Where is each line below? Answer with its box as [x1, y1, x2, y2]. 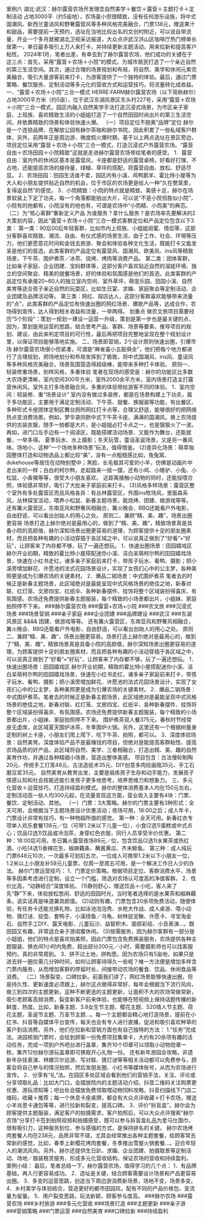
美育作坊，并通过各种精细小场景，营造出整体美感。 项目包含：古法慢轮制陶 [6, 754, 193, 761]
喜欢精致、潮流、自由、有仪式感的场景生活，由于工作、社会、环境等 [22, 232, 192, 239]
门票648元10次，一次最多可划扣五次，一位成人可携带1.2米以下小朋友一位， [6, 852, 193, 859]
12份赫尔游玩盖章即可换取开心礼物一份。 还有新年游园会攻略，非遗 [27, 1049, 193, 1055]
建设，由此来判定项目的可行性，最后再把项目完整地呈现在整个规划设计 [16, 330, 192, 338]
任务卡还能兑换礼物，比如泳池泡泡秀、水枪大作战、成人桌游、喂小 [22, 905, 186, 912]
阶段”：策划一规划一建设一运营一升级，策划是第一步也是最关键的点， [22, 315, 195, 322]
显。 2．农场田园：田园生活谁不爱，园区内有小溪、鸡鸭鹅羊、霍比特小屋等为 [6, 172, 196, 178]
